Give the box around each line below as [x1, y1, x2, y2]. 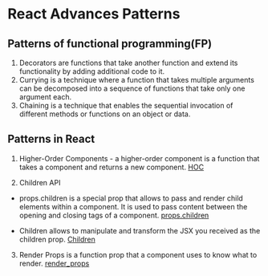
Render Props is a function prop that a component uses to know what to [18, 250, 258, 259]
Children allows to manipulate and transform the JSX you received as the [18, 225, 261, 235]
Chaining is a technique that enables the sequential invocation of [18, 101, 233, 110]
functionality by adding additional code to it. [18, 67, 165, 76]
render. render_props [18, 258, 90, 268]
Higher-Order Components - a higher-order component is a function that [18, 153, 260, 163]
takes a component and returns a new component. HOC [18, 162, 205, 172]
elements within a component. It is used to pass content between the [18, 201, 248, 211]
